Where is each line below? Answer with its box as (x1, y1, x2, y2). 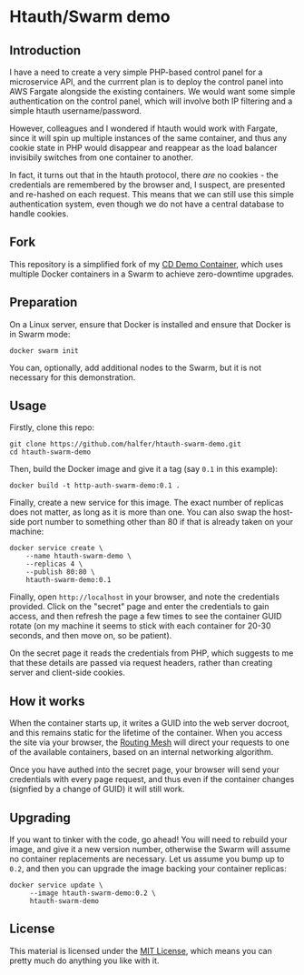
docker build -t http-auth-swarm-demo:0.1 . (9, 481, 181, 490)
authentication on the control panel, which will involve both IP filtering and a (9, 95, 293, 106)
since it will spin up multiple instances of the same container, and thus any (9, 133, 288, 143)
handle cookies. (9, 208, 69, 219)
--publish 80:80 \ (25, 568, 95, 577)
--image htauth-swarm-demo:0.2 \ (29, 889, 156, 898)
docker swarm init (9, 346, 79, 356)
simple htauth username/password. (9, 106, 142, 116)
